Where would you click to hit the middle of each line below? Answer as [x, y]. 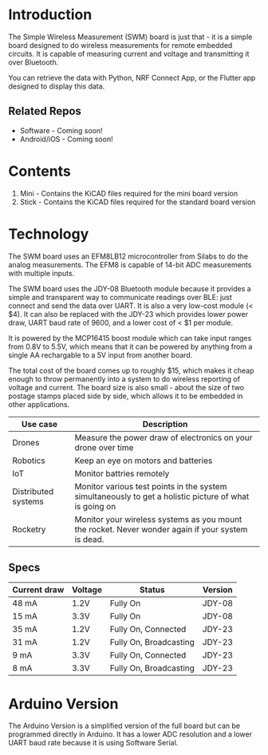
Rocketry [29, 529]
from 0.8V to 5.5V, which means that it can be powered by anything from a [130, 346]
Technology [49, 234]
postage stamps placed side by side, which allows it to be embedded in [126, 396]
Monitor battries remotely [122, 473]
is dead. [89, 539]
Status [152, 590]
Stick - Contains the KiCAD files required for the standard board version [138, 202]
